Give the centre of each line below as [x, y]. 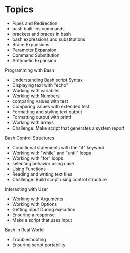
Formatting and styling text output [47, 112]
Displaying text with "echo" [40, 85]
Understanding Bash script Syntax [47, 80]
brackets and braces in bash [41, 34]
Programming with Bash [30, 70]
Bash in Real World [24, 230]
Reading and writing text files [42, 174]
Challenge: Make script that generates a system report [68, 128]
